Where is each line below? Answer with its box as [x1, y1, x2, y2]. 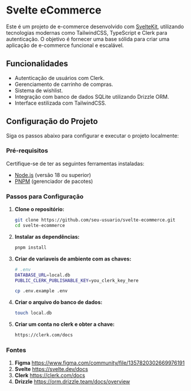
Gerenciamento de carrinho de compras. [14, 81, 113, 88]
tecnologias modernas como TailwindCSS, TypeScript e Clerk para [6, 29, 167, 36]
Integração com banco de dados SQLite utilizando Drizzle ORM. [14, 93, 169, 100]
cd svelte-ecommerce [14, 223, 65, 229]
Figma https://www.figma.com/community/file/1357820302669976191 [14, 359, 185, 366]
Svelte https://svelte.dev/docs [14, 366, 88, 373]
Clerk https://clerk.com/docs [14, 372, 85, 379]
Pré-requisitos [6, 146, 48, 155]
